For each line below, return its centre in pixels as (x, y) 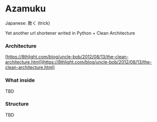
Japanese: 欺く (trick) (28, 23)
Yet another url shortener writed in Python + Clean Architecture (70, 33)
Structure (17, 104)
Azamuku (25, 9)
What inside (20, 80)
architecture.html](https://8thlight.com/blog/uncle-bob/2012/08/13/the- (78, 62)
